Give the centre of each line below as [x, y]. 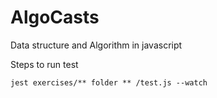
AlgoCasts [55, 17]
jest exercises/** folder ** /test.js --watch [109, 82]
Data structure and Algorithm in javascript [96, 45]
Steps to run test [44, 64]
